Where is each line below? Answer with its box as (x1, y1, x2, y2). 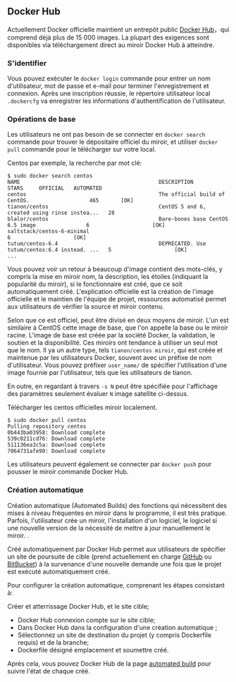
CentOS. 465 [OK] (7, 197, 134, 204)
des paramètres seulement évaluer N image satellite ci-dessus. (7, 390, 189, 398)
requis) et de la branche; (17, 638, 89, 647)
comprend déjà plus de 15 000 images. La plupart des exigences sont (7, 33, 209, 42)
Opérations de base (7, 114, 76, 124)
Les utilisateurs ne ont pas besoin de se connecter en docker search (7, 130, 206, 139)
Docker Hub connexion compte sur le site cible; (17, 616, 156, 624)
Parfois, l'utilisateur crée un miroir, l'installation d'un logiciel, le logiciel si (7, 516, 218, 524)
